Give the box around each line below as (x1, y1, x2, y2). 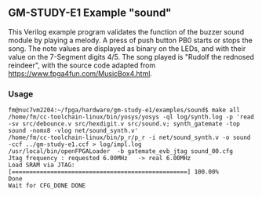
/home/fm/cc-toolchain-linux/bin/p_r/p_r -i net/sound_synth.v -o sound (8, 133, 251, 142)
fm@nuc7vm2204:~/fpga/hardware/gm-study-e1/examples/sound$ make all (8, 106, 241, 115)
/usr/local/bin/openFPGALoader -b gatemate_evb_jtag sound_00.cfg (8, 148, 234, 155)
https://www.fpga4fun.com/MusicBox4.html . (8, 68, 153, 78)
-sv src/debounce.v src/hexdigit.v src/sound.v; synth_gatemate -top (8, 120, 241, 128)
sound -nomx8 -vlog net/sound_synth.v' (8, 127, 139, 135)
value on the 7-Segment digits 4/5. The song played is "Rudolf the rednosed (8, 52, 255, 61)
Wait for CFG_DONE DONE (8, 182, 86, 190)
